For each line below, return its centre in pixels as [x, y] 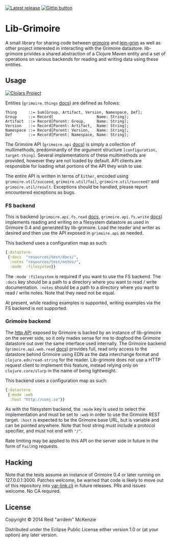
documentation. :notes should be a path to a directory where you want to [82, 287]
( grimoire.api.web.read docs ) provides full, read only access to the [76, 349]
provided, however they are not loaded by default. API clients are [74, 160]
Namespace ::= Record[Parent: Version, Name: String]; [67, 130]
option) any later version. [31, 535]
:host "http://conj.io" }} [38, 400]
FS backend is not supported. [36, 308]
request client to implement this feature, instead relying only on [72, 365]
